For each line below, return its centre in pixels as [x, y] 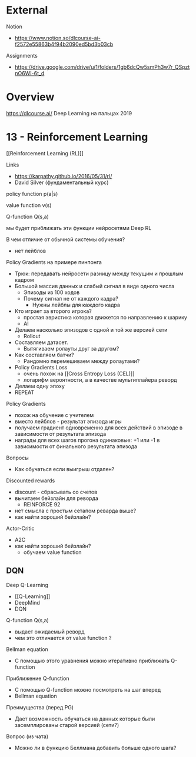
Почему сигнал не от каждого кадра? [71, 298]
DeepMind [27, 602]
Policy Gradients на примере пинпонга [54, 262]
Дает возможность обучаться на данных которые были [85, 719]
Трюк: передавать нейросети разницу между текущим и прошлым [99, 274]
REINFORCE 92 [42, 504]
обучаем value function [52, 552]
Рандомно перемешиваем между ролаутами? [82, 361]
